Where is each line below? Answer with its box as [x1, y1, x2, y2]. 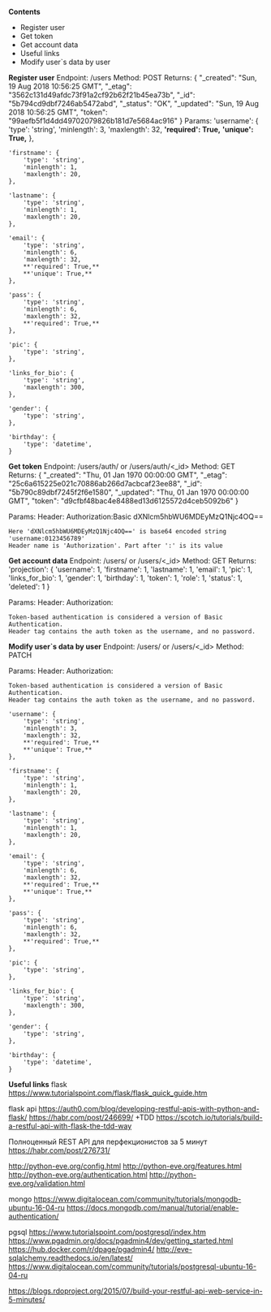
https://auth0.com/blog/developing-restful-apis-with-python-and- [38, 1104, 260, 1113]
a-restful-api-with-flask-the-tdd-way [8, 1121, 132, 1131]
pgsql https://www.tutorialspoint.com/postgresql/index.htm [8, 1228, 207, 1236]
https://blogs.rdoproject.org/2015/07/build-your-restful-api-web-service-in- [8, 1286, 263, 1296]
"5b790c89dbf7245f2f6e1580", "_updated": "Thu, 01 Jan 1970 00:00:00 [8, 487, 250, 497]
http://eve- [156, 1245, 192, 1254]
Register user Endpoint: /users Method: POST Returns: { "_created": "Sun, [8, 73, 257, 82]
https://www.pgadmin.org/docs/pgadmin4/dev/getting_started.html [8, 1236, 234, 1245]
